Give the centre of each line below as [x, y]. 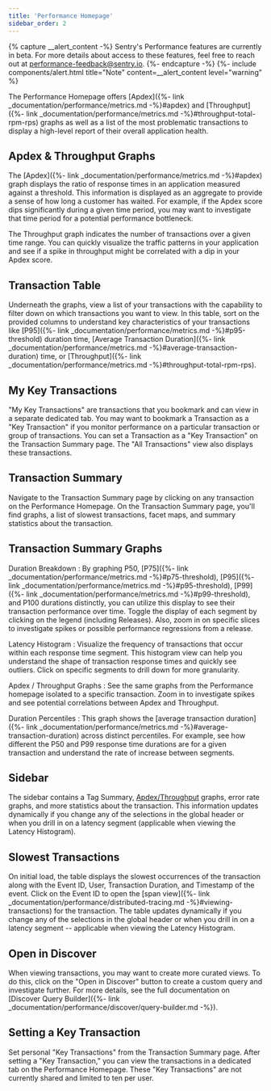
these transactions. [40, 453]
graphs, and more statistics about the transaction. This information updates [133, 806]
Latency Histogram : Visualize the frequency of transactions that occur [126, 644]
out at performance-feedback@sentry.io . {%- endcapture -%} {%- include [132, 63]
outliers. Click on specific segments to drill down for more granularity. [124, 670]
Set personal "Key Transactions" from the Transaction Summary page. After [134, 1052]
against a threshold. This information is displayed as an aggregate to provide [135, 193]
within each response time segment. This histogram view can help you [125, 652]
